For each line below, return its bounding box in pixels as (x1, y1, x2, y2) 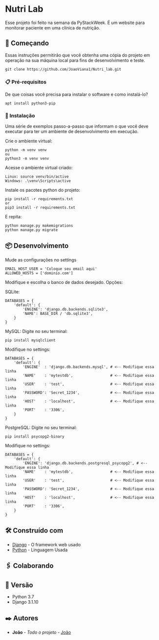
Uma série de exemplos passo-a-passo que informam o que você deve (5, 124, 149, 129)
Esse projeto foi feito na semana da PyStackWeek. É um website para (5, 20, 145, 26)
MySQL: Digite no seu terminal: (5, 329, 68, 334)
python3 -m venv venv (5, 156, 49, 161)
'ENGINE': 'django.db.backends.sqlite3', (23, 307, 109, 312)
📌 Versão (5, 581, 33, 589)
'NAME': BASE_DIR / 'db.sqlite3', (23, 311, 93, 316)
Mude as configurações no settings (5, 257, 77, 263)
